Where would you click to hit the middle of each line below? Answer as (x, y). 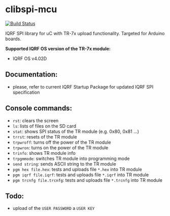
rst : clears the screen (36, 120)
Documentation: (31, 75)
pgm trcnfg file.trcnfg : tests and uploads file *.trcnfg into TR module (87, 180)
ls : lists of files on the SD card (44, 126)
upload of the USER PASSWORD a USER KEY (54, 208)
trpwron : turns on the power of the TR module (60, 147)
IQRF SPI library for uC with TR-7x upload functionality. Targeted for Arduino (85, 33)
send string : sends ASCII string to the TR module (64, 164)
